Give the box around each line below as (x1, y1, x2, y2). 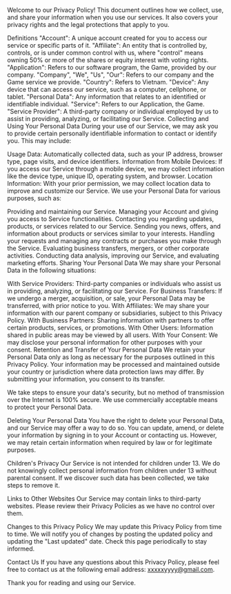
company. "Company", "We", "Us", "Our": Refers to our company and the (7, 70, 214, 79)
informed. (7, 545, 35, 553)
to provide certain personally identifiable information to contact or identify (7, 129, 217, 137)
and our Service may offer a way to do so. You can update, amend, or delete (7, 424, 224, 432)
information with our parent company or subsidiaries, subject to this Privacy (7, 309, 223, 317)
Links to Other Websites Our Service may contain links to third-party (7, 495, 201, 503)
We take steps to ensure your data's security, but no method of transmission (7, 388, 225, 396)
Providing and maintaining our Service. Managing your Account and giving (7, 207, 219, 215)
